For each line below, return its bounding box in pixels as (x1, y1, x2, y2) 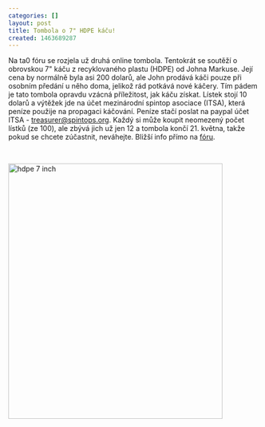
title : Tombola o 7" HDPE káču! (8, 26, 116, 34)
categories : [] (8, 11, 59, 20)
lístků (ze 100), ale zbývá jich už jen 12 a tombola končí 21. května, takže (8, 124, 246, 133)
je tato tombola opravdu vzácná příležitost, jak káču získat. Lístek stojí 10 (8, 89, 247, 100)
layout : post (8, 19, 52, 27)
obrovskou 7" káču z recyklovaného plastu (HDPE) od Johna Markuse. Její (8, 65, 254, 74)
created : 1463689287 (8, 34, 77, 42)
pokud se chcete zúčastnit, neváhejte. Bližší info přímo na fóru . (8, 132, 216, 142)
